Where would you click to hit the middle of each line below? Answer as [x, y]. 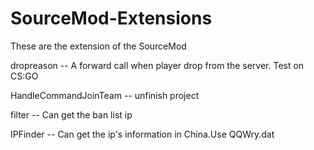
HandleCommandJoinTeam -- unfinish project [105, 95]
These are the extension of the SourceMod [98, 46]
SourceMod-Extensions [111, 18]
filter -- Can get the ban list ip [71, 114]
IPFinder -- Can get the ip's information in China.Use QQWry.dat [142, 134]
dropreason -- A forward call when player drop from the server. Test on [157, 65]
